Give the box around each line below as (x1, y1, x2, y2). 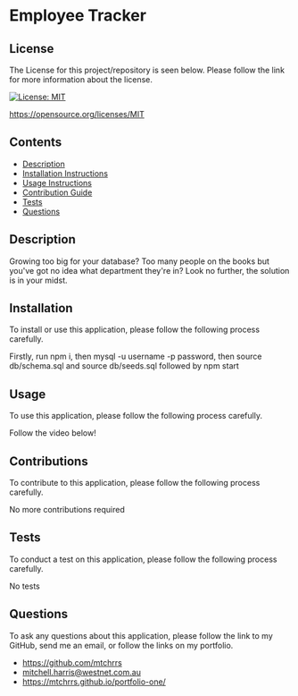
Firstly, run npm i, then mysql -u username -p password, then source (9, 351, 262, 362)
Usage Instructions (21, 177, 92, 188)
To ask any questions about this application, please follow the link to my (9, 630, 274, 641)
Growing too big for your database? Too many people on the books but (9, 256, 270, 267)
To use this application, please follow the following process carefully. (9, 411, 263, 421)
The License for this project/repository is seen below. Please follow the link (9, 64, 286, 75)
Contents (9, 135, 62, 150)
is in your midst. (9, 275, 69, 285)
